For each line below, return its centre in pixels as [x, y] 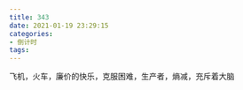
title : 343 [29, 17]
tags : [19, 50]
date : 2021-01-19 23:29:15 [59, 26]
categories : [31, 34]
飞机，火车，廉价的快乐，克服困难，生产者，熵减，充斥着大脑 [122, 77]
